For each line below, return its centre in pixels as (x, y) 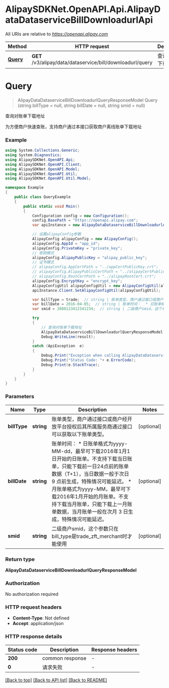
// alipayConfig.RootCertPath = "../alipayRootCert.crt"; (94, 276)
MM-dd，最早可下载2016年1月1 (91, 451)
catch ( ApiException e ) (58, 346)
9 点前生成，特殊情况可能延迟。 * (92, 481)
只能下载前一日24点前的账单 (95, 466)
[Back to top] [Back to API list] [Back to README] (56, 680)
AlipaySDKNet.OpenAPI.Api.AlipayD (83, 9)
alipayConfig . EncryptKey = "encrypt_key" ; (77, 281)
